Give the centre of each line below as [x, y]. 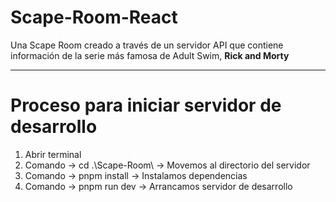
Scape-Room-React [94, 17]
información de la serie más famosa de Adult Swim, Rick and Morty [150, 55]
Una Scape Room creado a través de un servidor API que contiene [147, 45]
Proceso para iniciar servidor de [146, 105]
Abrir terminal [53, 154]
